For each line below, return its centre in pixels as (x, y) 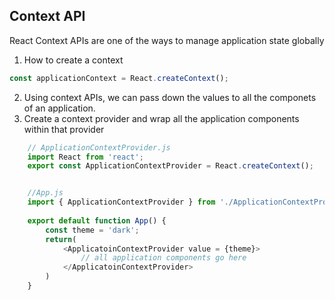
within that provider (64, 129)
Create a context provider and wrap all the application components (161, 118)
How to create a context (73, 60)
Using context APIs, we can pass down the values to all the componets (170, 97)
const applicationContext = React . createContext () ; (119, 78)
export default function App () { (97, 220)
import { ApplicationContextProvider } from (121, 202)
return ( (61, 239)
